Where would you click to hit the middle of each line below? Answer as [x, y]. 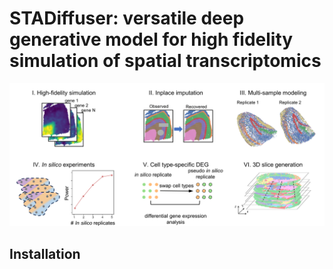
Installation [45, 253]
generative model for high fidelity [151, 39]
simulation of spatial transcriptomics [165, 61]
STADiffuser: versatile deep [127, 18]
